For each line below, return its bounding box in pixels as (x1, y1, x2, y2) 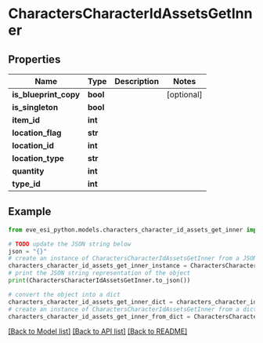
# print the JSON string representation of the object (8, 269, 191, 277)
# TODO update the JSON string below (8, 240, 131, 248)
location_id (12, 140, 55, 151)
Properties (8, 53, 61, 66)
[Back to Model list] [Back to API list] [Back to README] (8, 327, 188, 336)
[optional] (166, 89, 203, 100)
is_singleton (12, 102, 59, 112)
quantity (12, 166, 45, 177)
